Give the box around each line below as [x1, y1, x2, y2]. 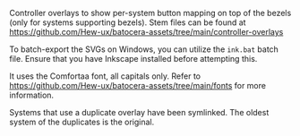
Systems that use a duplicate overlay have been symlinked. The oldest [9, 107, 270, 117]
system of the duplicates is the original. [9, 116, 155, 127]
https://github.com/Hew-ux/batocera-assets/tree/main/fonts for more [9, 81, 267, 90]
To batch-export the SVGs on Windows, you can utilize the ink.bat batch [9, 44, 279, 55]
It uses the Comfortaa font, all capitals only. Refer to [9, 71, 201, 81]
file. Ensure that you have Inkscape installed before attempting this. [9, 54, 258, 64]
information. [9, 89, 55, 100]
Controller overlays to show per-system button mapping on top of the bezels [9, 8, 292, 18]
